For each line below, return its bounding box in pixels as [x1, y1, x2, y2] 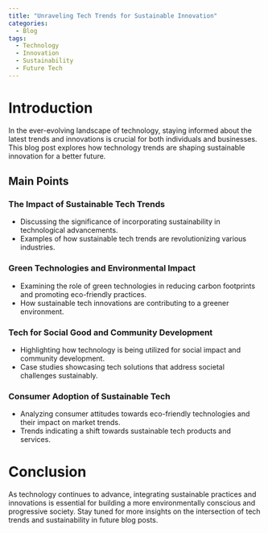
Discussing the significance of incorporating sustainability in [19, 217, 221, 226]
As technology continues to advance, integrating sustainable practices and [8, 490, 257, 499]
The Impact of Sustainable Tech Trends [8, 199, 165, 209]
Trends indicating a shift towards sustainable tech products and [19, 426, 232, 436]
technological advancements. [19, 225, 118, 235]
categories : [8, 19, 48, 27]
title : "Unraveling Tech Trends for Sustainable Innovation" [8, 11, 218, 20]
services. [19, 435, 51, 444]
